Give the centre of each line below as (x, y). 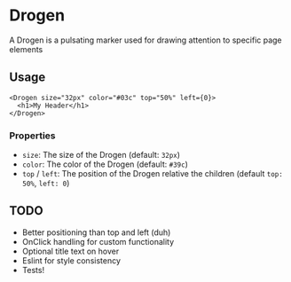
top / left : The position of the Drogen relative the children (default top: (153, 174)
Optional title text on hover (71, 251)
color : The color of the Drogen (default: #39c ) (105, 164)
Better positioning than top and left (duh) (96, 232)
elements (26, 49)
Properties (32, 136)
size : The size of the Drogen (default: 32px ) (101, 155)
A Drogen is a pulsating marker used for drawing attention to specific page (145, 40)
